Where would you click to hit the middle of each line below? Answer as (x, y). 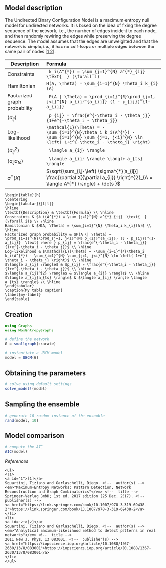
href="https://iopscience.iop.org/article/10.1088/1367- (72, 544)
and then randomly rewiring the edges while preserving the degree (73, 36)
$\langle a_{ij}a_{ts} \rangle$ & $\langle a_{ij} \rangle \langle (76, 278)
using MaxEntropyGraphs (30, 331)
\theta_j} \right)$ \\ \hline (61, 260)
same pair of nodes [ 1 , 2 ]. (30, 51)
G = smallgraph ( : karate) (31, 344)
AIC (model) (16, 452)
